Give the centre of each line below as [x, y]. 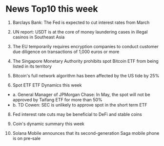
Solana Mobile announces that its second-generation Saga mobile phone [86, 133]
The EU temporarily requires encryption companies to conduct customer [86, 46]
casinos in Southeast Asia [39, 37]
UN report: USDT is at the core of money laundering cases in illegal [80, 32]
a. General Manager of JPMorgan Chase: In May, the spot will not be [81, 94]
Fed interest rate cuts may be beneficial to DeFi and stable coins [77, 114]
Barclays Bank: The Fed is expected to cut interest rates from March [81, 22]
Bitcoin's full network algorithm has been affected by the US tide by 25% [86, 75]
